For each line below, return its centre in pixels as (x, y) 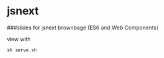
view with (19, 39)
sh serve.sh (22, 50)
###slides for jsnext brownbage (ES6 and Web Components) (83, 28)
